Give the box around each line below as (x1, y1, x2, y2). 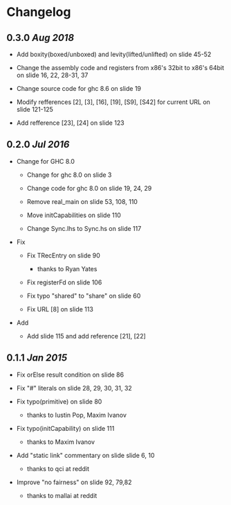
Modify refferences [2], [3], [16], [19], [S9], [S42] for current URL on (16, 98, 210, 106)
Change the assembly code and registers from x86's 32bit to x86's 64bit (16, 64, 225, 71)
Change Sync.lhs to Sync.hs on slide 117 (26, 224, 142, 232)
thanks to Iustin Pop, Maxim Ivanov (26, 411, 127, 419)
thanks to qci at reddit (26, 464, 89, 472)
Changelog (6, 4, 71, 20)
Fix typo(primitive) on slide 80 (16, 397, 102, 406)
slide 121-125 (16, 105, 53, 113)
